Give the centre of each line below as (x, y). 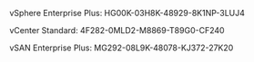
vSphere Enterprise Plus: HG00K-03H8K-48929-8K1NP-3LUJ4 (127, 13)
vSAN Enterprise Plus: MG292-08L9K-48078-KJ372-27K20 (122, 48)
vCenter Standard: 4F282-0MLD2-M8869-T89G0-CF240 (117, 30)
